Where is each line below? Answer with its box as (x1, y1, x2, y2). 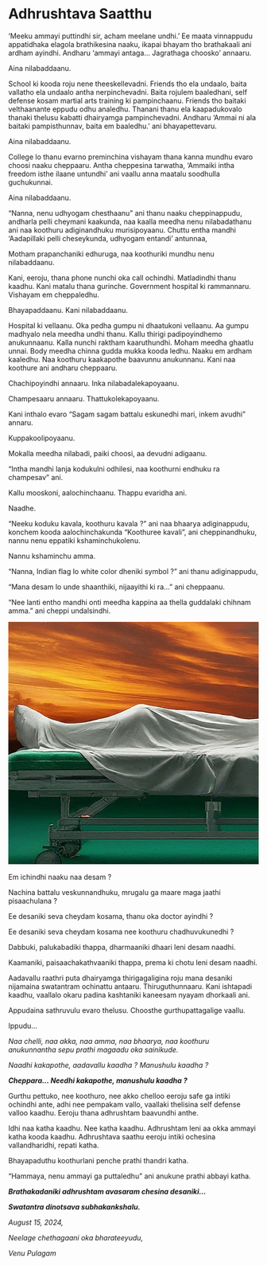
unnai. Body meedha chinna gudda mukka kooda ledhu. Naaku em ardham (8, 346, 253, 355)
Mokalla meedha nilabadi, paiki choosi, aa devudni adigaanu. (8, 448, 207, 458)
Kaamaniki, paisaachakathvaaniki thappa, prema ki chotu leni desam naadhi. (8, 957, 258, 967)
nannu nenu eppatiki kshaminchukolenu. (8, 535, 141, 545)
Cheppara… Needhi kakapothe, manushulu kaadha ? (8, 1076, 188, 1085)
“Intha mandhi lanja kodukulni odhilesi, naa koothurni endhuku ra (8, 463, 220, 474)
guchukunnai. (8, 177, 53, 187)
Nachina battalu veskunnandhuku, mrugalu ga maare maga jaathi (8, 887, 221, 897)
